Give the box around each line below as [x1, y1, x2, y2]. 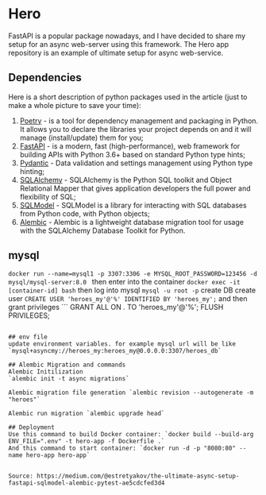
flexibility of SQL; [19, 191, 76, 201]
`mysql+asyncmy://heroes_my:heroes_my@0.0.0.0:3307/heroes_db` [8, 346, 222, 354]
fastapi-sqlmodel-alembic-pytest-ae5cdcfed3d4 [8, 478, 165, 487]
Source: [8, 472, 34, 480]
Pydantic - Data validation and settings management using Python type [19, 158, 253, 168]
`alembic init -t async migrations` [8, 374, 129, 382]
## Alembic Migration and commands [8, 361, 126, 369]
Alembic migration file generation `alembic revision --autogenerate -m [8, 389, 254, 396]
